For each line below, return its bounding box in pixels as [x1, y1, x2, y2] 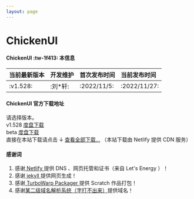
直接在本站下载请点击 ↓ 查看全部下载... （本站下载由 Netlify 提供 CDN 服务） [6, 136, 192, 143]
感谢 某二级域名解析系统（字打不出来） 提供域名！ [14, 187, 133, 194]
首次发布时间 [79, 71, 116, 79]
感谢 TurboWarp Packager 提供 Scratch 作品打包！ [14, 180, 137, 187]
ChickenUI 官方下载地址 [6, 99, 65, 107]
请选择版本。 [6, 114, 37, 121]
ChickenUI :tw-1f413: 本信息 [6, 54, 75, 62]
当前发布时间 [121, 71, 157, 79]
